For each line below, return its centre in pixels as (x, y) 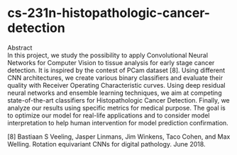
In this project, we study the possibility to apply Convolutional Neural (108, 55)
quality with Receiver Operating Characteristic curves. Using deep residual (116, 85)
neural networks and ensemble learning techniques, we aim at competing (115, 93)
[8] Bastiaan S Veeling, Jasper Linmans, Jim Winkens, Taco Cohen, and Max (119, 137)
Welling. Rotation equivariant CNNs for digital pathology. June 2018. (106, 144)
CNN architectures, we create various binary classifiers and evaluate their (115, 77)
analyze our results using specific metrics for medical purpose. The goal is (116, 108)
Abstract (20, 47)
